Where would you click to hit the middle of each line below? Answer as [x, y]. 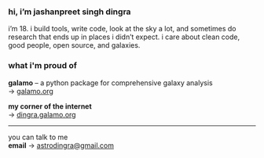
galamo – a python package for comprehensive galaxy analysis [111, 83]
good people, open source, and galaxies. [74, 45]
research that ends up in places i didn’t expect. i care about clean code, [124, 37]
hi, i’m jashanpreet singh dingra [70, 12]
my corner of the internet [50, 106]
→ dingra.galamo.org [42, 114]
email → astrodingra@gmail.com [61, 145]
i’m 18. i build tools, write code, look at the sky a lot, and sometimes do [123, 29]
